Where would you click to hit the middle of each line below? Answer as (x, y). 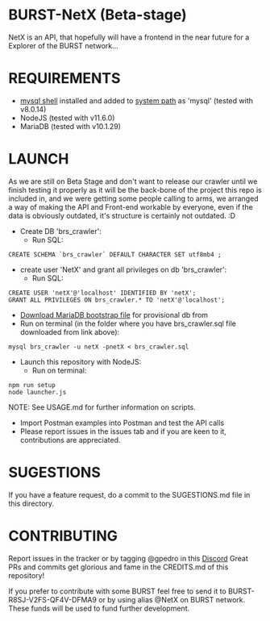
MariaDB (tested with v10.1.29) (70, 126)
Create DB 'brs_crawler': (61, 231)
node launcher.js (37, 392)
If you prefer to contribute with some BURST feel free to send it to (118, 591)
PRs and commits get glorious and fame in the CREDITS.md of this (118, 567)
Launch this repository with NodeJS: (81, 361)
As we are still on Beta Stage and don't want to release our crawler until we (133, 181)
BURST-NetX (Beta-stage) (98, 15)
